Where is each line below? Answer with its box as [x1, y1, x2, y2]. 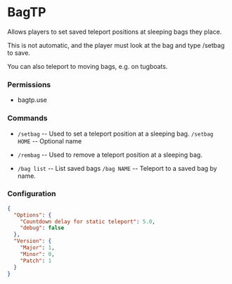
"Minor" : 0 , [20, 250, 55, 257]
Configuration [7, 189, 56, 199]
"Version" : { [13, 238, 52, 245]
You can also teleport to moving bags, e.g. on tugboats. [7, 62, 168, 70]
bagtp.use [17, 96, 47, 104]
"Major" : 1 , [20, 244, 55, 252]
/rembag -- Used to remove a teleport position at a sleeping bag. [17, 150, 202, 159]
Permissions [7, 79, 51, 89]
